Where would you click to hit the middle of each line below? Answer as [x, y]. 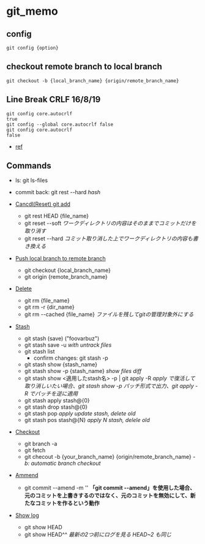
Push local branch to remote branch [60, 259]
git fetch [35, 450]
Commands [29, 166]
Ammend [27, 475]
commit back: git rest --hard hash [58, 192]
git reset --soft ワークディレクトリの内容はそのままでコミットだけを [110, 223]
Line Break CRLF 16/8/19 [54, 100]
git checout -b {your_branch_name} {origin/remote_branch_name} [108, 457]
